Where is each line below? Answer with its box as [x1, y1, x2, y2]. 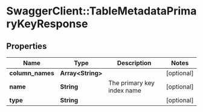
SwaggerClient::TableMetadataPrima [6, 4, 197, 18]
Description [117, 59, 152, 67]
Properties [6, 41, 47, 51]
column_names [9, 69, 54, 77]
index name [108, 86, 142, 95]
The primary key [108, 79, 155, 87]
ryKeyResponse [6, 17, 88, 31]
